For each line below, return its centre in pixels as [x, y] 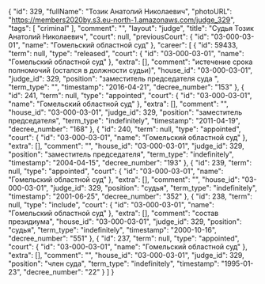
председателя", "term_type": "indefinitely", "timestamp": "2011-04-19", [124, 121]
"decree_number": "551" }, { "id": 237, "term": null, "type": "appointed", [124, 238]
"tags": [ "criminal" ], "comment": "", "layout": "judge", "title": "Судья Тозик [131, 28]
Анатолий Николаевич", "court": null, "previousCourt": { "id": [109, 36]
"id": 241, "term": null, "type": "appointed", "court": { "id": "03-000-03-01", [130, 95]
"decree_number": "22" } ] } [69, 272]
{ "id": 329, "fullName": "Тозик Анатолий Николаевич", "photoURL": [120, 11]
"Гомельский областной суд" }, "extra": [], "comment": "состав [114, 213]
